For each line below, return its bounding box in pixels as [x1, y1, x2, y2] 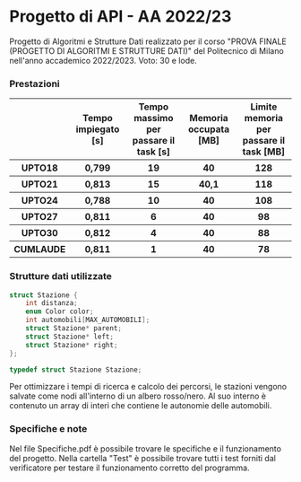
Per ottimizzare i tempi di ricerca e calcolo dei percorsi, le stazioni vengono [9, 381, 288, 392]
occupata [187, 123, 230, 136]
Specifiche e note [9, 423, 88, 435]
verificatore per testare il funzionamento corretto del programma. [9, 462, 250, 473]
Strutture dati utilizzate [9, 270, 112, 283]
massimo [133, 112, 174, 125]
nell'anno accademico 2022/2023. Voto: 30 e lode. [9, 55, 197, 66]
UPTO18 [21, 162, 58, 174]
